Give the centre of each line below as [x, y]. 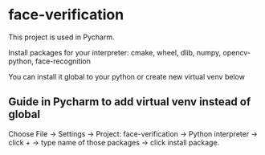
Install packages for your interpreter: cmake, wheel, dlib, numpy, [115, 52]
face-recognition [63, 61]
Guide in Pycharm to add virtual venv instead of [130, 102]
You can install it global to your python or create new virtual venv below [126, 76]
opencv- [237, 52]
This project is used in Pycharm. [61, 37]
